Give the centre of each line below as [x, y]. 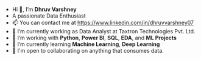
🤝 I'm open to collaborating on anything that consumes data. [88, 51]
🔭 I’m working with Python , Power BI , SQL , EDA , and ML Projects [94, 38]
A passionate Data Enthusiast [49, 16]
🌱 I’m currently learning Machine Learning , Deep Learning [86, 44]
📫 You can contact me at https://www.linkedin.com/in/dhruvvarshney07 [103, 22]
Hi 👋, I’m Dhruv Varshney [44, 9]
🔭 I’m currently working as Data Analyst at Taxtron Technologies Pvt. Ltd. [104, 31]
